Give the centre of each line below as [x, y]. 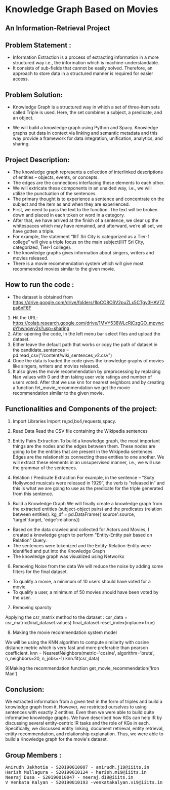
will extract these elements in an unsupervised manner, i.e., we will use [87, 462]
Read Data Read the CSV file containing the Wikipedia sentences [80, 431]
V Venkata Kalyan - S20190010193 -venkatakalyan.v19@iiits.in [84, 782]
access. [21, 79]
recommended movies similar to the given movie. [64, 269]
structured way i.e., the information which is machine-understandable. [86, 63]
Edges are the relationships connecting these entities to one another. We [88, 457]
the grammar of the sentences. [45, 468]
